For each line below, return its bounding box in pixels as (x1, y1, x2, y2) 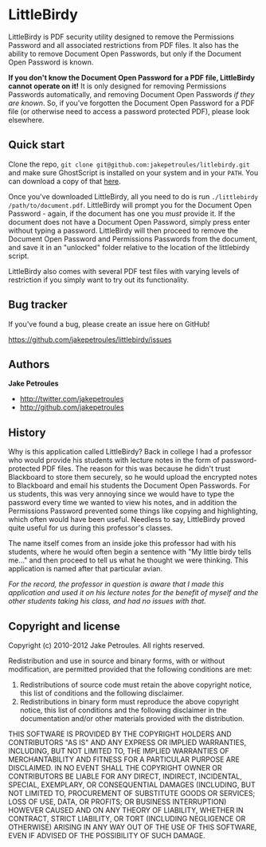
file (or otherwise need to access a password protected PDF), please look (8, 106, 250, 116)
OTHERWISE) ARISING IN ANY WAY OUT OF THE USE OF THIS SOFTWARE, (8, 822, 257, 832)
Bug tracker (8, 298, 68, 312)
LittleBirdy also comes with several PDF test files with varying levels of (8, 266, 240, 276)
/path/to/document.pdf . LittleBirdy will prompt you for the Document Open (8, 200, 252, 210)
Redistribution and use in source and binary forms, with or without (8, 656, 225, 665)
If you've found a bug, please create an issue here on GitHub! (8, 319, 210, 328)
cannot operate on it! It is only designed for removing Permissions (8, 81, 227, 91)
